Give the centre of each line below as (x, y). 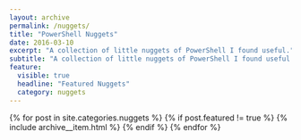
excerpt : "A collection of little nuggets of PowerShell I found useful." (152, 51)
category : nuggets (52, 92)
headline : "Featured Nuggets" (73, 84)
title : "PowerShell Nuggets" (64, 34)
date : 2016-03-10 (42, 42)
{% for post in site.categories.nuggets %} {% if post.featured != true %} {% (149, 118)
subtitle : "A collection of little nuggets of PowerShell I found (136, 59)
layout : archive (39, 17)
